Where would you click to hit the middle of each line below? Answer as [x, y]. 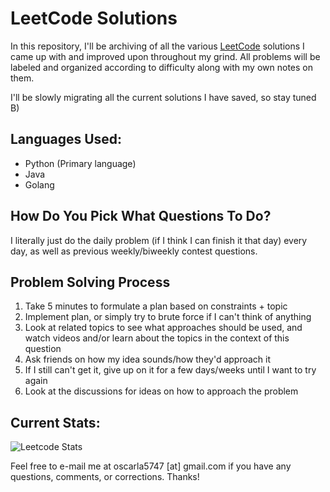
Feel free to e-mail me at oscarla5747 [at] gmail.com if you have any [151, 466]
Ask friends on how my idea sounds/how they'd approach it [148, 359]
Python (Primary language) [80, 163]
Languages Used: [66, 139]
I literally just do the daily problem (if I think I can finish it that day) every [159, 240]
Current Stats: [55, 422]
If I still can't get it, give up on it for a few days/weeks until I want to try [170, 370]
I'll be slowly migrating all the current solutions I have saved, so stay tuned [163, 97]
